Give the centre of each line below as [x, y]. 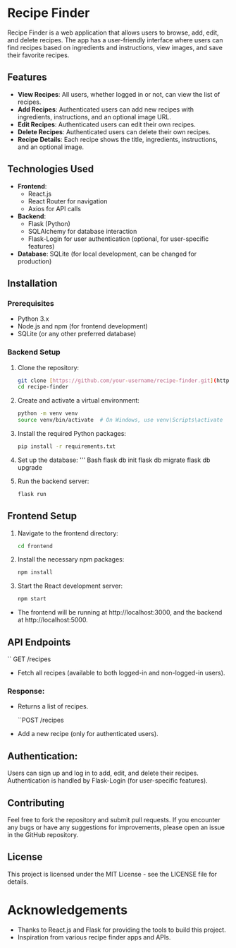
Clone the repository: [48, 367]
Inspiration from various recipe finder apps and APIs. [94, 937]
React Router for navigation [68, 201]
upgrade [30, 467]
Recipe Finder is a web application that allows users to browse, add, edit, [113, 32]
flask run [32, 494]
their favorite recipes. [38, 55]
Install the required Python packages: [72, 434]
